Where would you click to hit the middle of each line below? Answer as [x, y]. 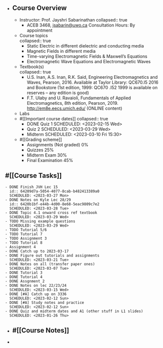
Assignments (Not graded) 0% [58, 144]
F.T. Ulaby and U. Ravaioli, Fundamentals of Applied [79, 98]
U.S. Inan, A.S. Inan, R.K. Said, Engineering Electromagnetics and [92, 77]
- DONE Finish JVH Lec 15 [31, 187]
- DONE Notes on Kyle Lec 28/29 [38, 200]
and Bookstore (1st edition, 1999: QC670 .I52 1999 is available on [92, 87]
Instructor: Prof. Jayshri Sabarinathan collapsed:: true [73, 20]
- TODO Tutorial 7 [24, 234]
